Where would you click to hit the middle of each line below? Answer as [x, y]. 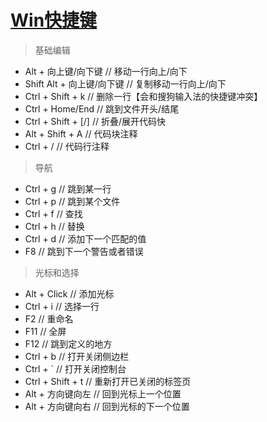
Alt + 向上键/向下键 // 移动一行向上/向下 [106, 71]
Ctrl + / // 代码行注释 [67, 146]
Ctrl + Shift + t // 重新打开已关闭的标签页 [108, 381]
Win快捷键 [54, 20]
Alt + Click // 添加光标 [69, 293]
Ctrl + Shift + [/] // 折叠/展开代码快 [95, 121]
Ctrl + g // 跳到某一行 [68, 188]
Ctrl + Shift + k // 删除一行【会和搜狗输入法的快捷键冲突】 [143, 96]
